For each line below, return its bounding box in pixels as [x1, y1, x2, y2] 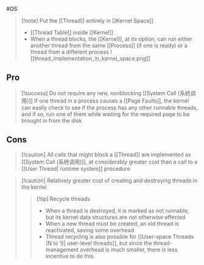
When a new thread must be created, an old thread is [45, 220, 179, 227]
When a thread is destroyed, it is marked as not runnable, [45, 207, 189, 214]
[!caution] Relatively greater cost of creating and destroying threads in [21, 176, 198, 184]
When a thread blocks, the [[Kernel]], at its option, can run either [30, 35, 193, 42]
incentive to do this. [45, 252, 96, 260]
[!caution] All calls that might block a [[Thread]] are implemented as [21, 151, 191, 158]
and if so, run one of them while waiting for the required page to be [21, 110, 190, 118]
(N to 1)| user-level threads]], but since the [45, 239, 152, 247]
